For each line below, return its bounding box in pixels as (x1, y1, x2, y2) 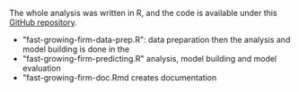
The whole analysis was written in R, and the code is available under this (9, 8, 277, 18)
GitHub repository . (9, 17, 78, 28)
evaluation (22, 63, 61, 73)
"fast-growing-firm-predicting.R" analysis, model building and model (22, 54, 277, 63)
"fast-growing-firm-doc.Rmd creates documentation (22, 72, 217, 83)
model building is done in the (22, 44, 130, 54)
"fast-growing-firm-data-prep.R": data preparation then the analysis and (22, 35, 291, 45)
